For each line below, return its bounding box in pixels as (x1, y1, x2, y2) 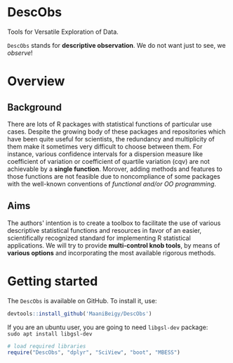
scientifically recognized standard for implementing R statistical (7, 234, 191, 242)
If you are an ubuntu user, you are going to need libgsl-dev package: (7, 323, 208, 331)
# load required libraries (7, 343, 86, 350)
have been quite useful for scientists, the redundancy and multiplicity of (7, 134, 215, 143)
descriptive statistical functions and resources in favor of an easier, (7, 226, 202, 234)
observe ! (7, 49, 33, 57)
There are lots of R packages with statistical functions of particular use (7, 120, 212, 128)
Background (7, 101, 62, 113)
